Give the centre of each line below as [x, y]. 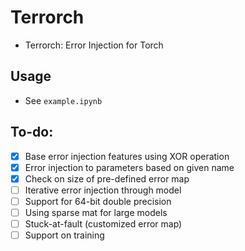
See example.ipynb [63, 100]
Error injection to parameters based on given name [129, 167]
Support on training [64, 235]
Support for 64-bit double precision [98, 201]
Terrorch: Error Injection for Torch [94, 45]
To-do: [32, 132]
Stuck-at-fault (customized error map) [103, 223]
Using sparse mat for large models [96, 212]
